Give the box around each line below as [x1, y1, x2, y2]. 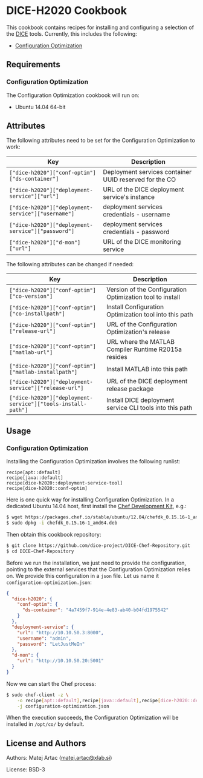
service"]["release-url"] [9, 384, 84, 392]
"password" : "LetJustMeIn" [17, 641, 85, 647]
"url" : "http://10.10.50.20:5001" [17, 658, 104, 664]
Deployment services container [102, 168, 192, 176]
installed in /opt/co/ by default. [6, 720, 85, 728]
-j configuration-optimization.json [17, 703, 110, 709]
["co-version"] [9, 293, 53, 300]
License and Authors [6, 738, 86, 748]
